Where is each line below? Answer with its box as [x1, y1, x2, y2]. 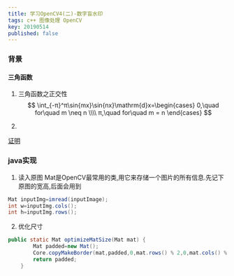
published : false [8, 29, 59, 37]
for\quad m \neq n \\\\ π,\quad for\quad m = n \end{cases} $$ [34, 109, 212, 117]
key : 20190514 [8, 23, 50, 30]
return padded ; [33, 256, 78, 263]
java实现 [8, 156, 37, 165]
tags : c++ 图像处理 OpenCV [8, 17, 82, 24]
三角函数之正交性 [17, 90, 68, 98]
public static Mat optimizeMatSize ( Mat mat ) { [8, 236, 146, 244]
